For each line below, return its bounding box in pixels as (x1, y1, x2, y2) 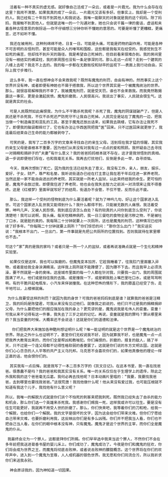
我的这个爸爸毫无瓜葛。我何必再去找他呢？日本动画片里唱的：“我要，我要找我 (16, 374, 153, 379)
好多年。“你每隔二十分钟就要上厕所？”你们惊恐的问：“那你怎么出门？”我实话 (12, 224, 149, 229)
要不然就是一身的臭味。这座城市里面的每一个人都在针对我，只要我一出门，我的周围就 (12, 270, 162, 275)
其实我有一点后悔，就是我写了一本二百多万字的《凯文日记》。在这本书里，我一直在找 (10, 364, 157, 369)
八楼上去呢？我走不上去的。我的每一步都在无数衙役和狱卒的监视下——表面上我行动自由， (5, 62, 159, 67)
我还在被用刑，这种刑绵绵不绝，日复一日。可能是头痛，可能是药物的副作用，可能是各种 (10, 41, 163, 46)
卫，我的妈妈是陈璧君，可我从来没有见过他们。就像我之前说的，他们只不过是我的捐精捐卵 (5, 301, 162, 306)
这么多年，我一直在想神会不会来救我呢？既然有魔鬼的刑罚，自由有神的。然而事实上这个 (10, 78, 163, 83)
